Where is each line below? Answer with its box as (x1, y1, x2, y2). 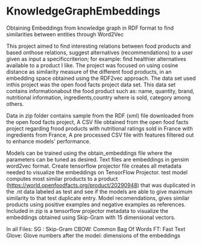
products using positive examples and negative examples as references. (6, 201, 186, 208)
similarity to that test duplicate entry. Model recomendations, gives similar (6, 194, 190, 201)
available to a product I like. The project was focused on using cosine (6, 62, 178, 69)
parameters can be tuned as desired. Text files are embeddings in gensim (6, 155, 189, 163)
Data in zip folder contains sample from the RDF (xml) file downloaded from (6, 112, 194, 119)
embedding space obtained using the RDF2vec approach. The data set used (6, 74, 196, 82)
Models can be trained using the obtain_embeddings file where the (6, 149, 172, 157)
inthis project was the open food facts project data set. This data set (6, 80, 176, 88)
